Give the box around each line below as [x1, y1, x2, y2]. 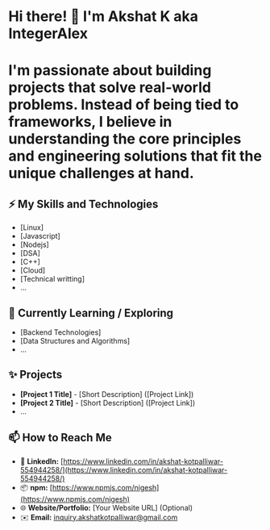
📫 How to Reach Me [8, 431, 112, 444]
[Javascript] [19, 232, 60, 241]
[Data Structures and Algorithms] [19, 336, 131, 345]
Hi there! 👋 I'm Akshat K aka [8, 7, 199, 26]
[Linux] [19, 223, 44, 232]
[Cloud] [19, 265, 46, 275]
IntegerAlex [8, 24, 89, 43]
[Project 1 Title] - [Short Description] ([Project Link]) [19, 389, 194, 399]
